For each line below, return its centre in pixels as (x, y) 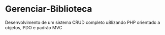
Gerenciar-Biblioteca (49, 9)
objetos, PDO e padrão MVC (34, 27)
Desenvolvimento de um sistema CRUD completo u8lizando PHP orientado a (82, 22)
